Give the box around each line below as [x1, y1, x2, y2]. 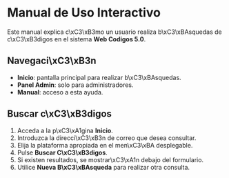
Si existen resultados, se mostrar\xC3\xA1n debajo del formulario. [17, 155, 204, 164]
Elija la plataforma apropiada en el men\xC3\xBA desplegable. [17, 141, 193, 149]
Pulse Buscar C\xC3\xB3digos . [17, 148, 108, 157]
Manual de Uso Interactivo [7, 5, 161, 21]
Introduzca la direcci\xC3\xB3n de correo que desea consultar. [17, 133, 197, 142]
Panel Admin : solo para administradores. [17, 81, 134, 89]
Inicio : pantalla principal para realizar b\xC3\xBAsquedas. [17, 73, 181, 81]
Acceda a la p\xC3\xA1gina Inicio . [17, 126, 114, 135]
